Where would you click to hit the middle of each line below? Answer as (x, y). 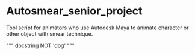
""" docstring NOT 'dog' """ (41, 45)
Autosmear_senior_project (74, 11)
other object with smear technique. (50, 33)
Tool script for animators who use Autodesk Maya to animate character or (97, 27)
